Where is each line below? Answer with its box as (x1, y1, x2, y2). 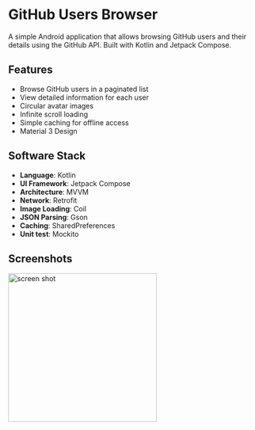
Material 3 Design (19, 126, 78, 135)
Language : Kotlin (19, 170, 77, 180)
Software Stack (8, 149, 86, 163)
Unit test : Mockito (19, 229, 79, 238)
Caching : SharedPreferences (19, 220, 116, 230)
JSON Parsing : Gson (19, 212, 89, 222)
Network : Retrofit (19, 196, 78, 205)
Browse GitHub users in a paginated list (19, 84, 149, 93)
